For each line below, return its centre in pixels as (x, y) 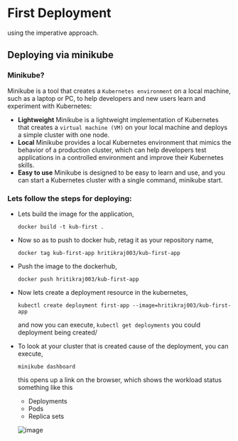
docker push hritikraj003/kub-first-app (78, 279)
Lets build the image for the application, (76, 214)
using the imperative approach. (53, 33)
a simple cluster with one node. (64, 135)
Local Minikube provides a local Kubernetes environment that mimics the (124, 142)
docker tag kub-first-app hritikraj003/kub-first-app (99, 253)
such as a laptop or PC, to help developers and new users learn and (107, 98)
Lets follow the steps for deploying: (70, 198)
